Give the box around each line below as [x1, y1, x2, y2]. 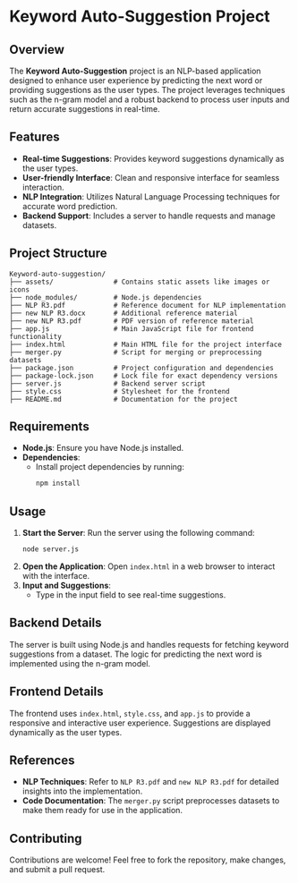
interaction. [21, 182, 64, 192]
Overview [9, 42, 65, 57]
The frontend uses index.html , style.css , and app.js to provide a [9, 708, 251, 718]
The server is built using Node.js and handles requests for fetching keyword [9, 639, 289, 650]
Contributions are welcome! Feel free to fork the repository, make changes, [9, 854, 286, 865]
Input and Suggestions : [21, 580, 112, 590]
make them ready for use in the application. [21, 805, 183, 816]
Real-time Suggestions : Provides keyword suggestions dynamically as [21, 153, 285, 164]
